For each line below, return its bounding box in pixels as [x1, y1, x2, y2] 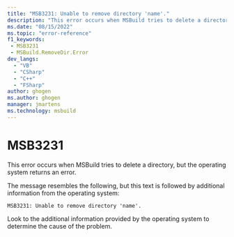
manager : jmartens [7, 101, 61, 108]
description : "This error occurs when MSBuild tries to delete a [7, 17, 201, 24]
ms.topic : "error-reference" [7, 29, 92, 37]
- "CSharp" [13, 68, 45, 75]
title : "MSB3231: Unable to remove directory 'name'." [7, 10, 170, 17]
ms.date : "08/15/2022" [7, 23, 73, 30]
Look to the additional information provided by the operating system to [7, 214, 210, 223]
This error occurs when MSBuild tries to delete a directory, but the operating [7, 160, 226, 169]
